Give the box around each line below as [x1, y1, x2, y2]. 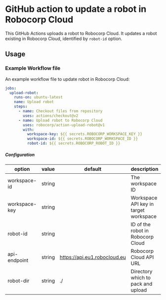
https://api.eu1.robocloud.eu [59, 253, 126, 260]
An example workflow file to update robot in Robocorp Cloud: [5, 76, 130, 82]
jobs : [5, 86, 16, 91]
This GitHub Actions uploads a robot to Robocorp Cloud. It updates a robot [5, 30, 157, 36]
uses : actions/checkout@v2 [23, 113, 79, 118]
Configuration [5, 151, 35, 157]
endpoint [7, 256, 29, 263]
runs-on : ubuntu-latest [14, 95, 63, 100]
